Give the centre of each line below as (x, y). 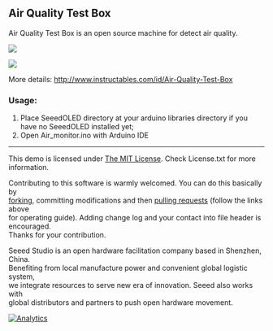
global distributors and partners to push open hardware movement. (121, 303)
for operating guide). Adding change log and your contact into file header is (135, 218)
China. (19, 259)
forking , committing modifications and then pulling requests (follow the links (136, 200)
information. (29, 168)
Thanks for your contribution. (57, 235)
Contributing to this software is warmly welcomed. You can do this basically (135, 183)
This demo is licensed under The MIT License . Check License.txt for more (132, 159)
